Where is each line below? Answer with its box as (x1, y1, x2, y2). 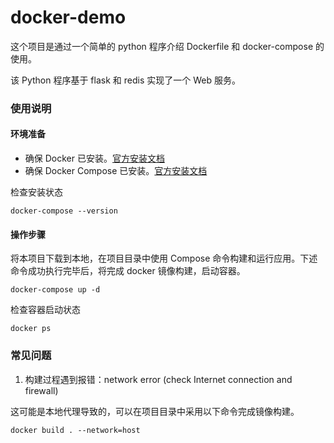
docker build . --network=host (10, 425, 141, 435)
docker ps (10, 324, 52, 334)
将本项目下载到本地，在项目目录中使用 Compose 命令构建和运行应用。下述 (10, 252, 318, 265)
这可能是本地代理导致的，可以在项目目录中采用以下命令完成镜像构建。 (10, 405, 300, 417)
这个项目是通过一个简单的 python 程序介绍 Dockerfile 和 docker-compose (10, 40, 314, 52)
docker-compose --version (10, 206, 118, 216)
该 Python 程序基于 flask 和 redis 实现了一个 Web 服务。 (10, 74, 241, 86)
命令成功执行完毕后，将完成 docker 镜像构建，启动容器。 (10, 265, 246, 277)
